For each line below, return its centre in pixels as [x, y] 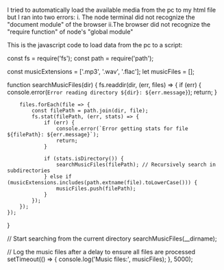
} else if [58, 177]
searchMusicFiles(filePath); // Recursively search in [136, 164]
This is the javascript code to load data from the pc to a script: [95, 45]
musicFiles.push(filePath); [96, 188]
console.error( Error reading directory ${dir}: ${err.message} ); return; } [112, 92]
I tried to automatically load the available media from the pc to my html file [112, 10]
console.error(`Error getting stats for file [122, 129]
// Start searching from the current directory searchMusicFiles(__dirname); [112, 238]
